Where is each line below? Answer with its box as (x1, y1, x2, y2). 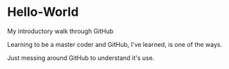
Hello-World (7, 4, 79, 20)
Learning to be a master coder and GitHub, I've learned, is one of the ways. (7, 40, 223, 48)
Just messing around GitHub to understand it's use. (7, 53, 155, 62)
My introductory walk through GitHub (7, 27, 114, 35)
